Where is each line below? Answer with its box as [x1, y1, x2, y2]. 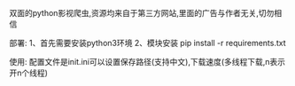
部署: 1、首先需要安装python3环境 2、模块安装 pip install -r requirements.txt [9, 38, 286, 48]
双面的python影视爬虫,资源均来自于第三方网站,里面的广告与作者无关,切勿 [9, 8, 275, 18]
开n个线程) [9, 67, 49, 78]
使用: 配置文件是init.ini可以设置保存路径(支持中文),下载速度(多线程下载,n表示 [9, 57, 286, 66]
